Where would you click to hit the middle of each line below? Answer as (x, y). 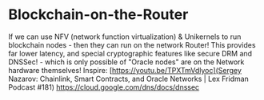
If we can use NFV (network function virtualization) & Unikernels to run (125, 37)
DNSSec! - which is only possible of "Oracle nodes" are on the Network (126, 62)
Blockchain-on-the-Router (98, 15)
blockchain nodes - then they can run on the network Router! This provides (132, 44)
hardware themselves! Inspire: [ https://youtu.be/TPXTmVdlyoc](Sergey (125, 70)
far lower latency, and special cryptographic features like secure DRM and (130, 53)
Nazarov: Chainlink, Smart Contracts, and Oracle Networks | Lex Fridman (129, 79)
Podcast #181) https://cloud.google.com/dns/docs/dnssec (104, 87)
